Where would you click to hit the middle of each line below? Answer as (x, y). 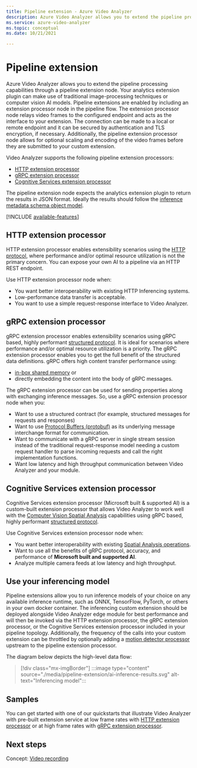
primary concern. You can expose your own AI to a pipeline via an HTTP (93, 261)
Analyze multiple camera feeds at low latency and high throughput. (96, 563)
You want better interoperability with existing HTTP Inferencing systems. (102, 291)
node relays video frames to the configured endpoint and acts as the (89, 115)
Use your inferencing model (58, 581)
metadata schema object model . (45, 206)
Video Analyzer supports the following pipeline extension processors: (90, 158)
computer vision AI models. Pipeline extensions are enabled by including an (97, 103)
